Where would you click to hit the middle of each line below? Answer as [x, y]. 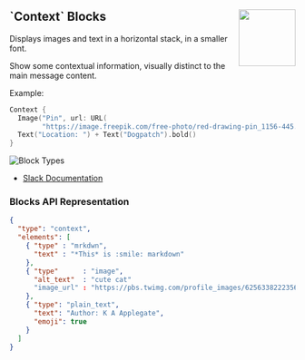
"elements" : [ [44, 238]
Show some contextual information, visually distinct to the [118, 65]
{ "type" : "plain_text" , [73, 305]
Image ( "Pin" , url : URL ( [62, 118]
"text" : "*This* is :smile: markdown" [108, 254]
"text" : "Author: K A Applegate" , [99, 314]
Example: [27, 92]
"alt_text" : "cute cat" [82, 279]
